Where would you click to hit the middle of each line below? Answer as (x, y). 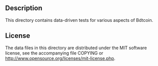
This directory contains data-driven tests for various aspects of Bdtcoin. (79, 20)
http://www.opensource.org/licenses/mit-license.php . (60, 58)
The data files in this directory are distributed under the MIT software (76, 48)
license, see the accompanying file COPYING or (54, 53)
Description (24, 8)
